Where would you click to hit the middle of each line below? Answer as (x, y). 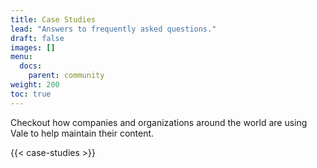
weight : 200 (35, 85)
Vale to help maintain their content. (82, 133)
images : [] (33, 47)
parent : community (66, 76)
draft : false (37, 38)
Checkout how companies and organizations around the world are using (159, 122)
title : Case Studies (53, 19)
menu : (21, 57)
